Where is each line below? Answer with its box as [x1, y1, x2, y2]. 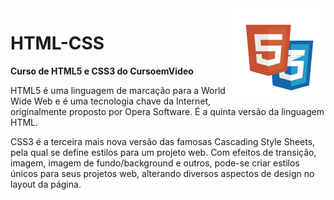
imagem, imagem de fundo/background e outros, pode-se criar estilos [10, 157, 300, 169]
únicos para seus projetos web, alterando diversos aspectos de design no [10, 167, 315, 179]
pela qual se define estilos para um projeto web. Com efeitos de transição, [10, 146, 317, 158]
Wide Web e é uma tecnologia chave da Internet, [10, 95, 212, 107]
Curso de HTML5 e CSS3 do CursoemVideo [10, 65, 194, 77]
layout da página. [10, 178, 82, 190]
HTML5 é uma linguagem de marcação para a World [10, 84, 226, 96]
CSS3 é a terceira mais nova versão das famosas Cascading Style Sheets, [10, 135, 316, 147]
